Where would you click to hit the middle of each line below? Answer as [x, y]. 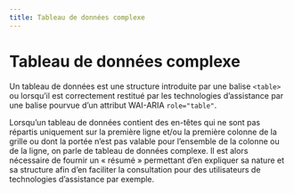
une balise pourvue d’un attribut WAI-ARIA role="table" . [113, 105]
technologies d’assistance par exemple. [82, 179]
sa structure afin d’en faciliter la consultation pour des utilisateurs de [135, 169]
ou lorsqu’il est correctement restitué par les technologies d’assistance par [146, 95]
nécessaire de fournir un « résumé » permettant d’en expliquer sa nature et [147, 160]
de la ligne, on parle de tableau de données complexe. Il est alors [129, 150]
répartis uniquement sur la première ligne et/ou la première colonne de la [143, 132]
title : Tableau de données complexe [77, 17]
